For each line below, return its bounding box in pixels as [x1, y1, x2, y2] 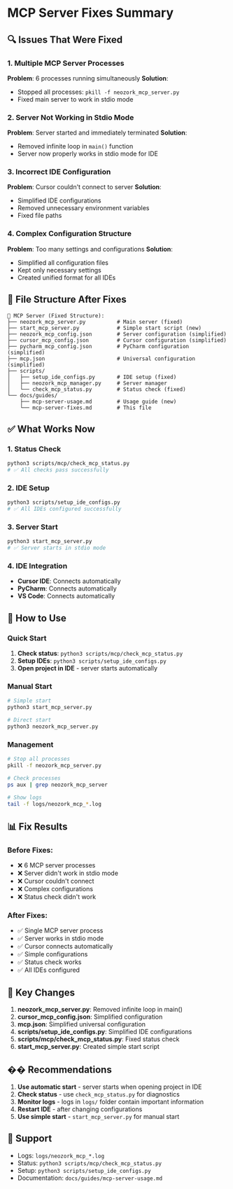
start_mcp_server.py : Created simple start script [17, 1043, 160, 1051]
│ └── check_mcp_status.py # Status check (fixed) [7, 385, 187, 393]
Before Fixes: [7, 845, 54, 855]
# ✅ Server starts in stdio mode [7, 544, 106, 551]
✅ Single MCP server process [17, 926, 104, 935]
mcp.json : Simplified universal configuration [17, 1020, 146, 1029]
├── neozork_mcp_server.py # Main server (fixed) [7, 318, 183, 325]
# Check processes [7, 774, 61, 782]
